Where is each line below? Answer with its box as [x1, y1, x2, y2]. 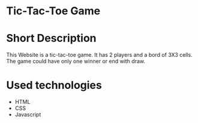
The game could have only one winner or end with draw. [6, 58, 146, 65]
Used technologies [6, 79, 102, 92]
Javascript [14, 111, 41, 118]
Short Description [6, 32, 97, 45]
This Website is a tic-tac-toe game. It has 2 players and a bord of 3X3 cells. [6, 51, 193, 59]
